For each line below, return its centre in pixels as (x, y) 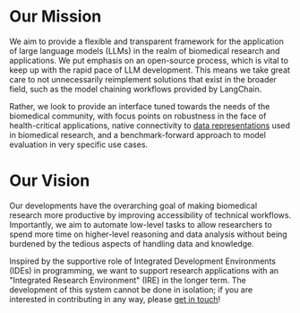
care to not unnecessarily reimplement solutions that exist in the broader (143, 79)
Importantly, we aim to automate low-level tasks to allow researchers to (141, 224)
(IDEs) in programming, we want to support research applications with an (144, 270)
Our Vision (50, 181)
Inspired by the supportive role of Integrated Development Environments (142, 261)
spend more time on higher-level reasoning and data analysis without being (149, 234)
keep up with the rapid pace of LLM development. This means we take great (150, 70)
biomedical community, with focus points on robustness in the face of (138, 116)
